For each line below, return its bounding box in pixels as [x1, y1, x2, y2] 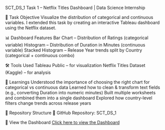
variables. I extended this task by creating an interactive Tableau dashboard [5, 20, 160, 25]
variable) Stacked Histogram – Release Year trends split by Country [5, 47, 142, 53]
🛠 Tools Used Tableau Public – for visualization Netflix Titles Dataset [5, 63, 146, 68]
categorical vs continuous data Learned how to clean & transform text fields [5, 84, 160, 90]
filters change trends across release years [5, 100, 92, 106]
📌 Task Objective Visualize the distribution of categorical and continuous [5, 14, 154, 20]
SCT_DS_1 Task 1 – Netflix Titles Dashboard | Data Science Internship [5, 5, 145, 10]
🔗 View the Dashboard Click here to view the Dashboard [5, 120, 120, 125]
